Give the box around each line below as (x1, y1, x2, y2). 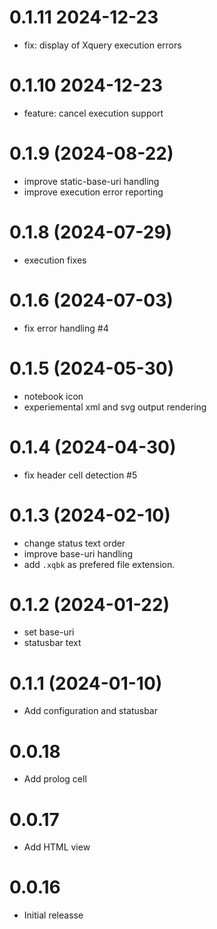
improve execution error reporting (23, 186, 164, 198)
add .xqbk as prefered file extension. (23, 558, 176, 570)
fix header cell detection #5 (23, 469, 138, 481)
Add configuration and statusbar (23, 705, 158, 717)
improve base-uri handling (23, 547, 134, 560)
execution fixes (23, 254, 87, 266)
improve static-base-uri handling (23, 175, 160, 187)
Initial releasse (23, 909, 84, 921)
